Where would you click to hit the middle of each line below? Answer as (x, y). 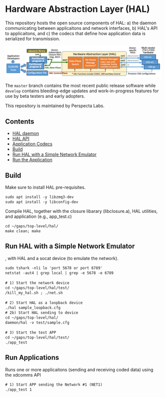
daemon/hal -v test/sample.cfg (37, 323)
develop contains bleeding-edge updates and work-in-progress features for (82, 91)
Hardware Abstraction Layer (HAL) (78, 9)
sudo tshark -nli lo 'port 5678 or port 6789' (54, 268)
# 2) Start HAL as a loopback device (44, 303)
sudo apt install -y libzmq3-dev (40, 197)
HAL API (21, 139)
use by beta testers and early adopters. (45, 96)
